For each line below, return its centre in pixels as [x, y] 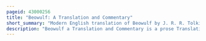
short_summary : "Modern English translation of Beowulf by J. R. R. [96, 23]
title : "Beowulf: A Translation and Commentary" [70, 17]
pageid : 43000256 [29, 12]
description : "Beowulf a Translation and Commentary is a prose [90, 29]
